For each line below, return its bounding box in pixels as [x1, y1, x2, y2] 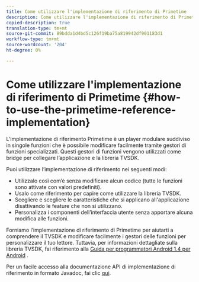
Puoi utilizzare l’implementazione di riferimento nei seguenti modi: [6, 165, 167, 172]
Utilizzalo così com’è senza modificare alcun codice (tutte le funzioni [14, 177, 182, 184]
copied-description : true [6, 20, 70, 25]
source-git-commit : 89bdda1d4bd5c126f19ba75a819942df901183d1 [6, 31, 163, 37]
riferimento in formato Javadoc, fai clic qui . [6, 269, 111, 276]
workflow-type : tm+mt [6, 36, 60, 42]
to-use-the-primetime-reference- [6, 103, 176, 116]
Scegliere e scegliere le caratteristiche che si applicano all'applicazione [14, 196, 190, 203]
